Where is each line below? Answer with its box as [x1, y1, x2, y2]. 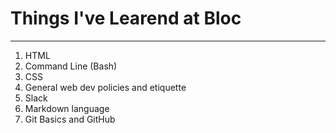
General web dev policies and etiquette [24, 81, 187, 93]
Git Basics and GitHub [24, 113, 116, 125]
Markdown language [24, 102, 110, 114]
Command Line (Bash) [24, 60, 118, 72]
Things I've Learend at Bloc [10, 7, 242, 30]
